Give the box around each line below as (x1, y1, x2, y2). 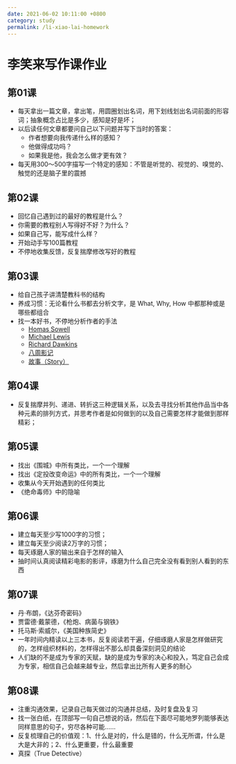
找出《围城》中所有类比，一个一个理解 (17, 460, 130, 469)
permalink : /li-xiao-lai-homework (7, 23, 110, 31)
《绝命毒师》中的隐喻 (17, 487, 80, 496)
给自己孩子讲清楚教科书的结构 (17, 290, 105, 299)
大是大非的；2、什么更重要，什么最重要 (17, 741, 134, 749)
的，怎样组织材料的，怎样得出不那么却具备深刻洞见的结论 (17, 644, 186, 653)
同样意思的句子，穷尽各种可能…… (17, 723, 116, 731)
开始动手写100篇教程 (17, 238, 79, 247)
